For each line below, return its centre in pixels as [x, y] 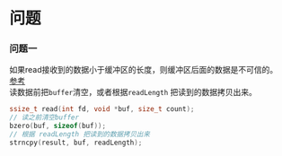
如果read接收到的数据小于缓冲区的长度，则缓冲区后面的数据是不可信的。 [144, 70]
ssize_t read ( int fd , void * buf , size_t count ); [102, 109]
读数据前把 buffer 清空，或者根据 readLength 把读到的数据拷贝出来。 [133, 92]
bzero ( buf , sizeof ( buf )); [57, 126]
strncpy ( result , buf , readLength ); [76, 143]
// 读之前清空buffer [44, 117]
